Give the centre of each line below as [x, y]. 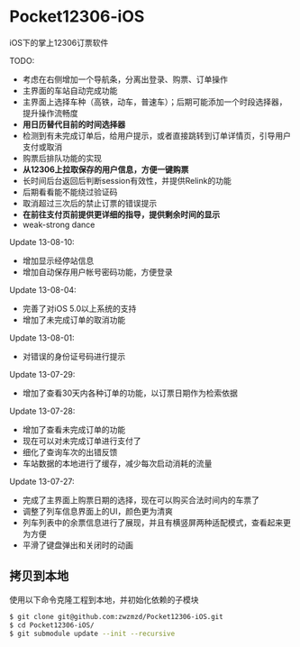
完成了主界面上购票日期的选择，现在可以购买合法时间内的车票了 [141, 500]
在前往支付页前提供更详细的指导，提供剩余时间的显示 [121, 214]
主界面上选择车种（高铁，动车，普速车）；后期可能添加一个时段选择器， [155, 102]
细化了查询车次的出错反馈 [70, 451]
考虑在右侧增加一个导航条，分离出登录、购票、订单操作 [125, 79]
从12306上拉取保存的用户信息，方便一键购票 [105, 169]
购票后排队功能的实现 [62, 158]
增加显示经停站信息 [58, 260]
